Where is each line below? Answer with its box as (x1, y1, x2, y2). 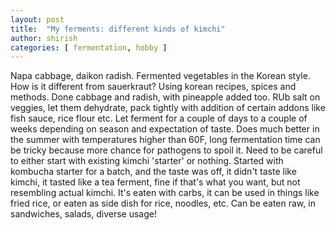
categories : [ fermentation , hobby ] (10, 42, 168, 53)
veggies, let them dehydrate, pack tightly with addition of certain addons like (10, 102, 326, 114)
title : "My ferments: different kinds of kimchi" (10, 24, 226, 34)
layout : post (10, 14, 65, 25)
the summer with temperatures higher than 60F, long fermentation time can (10, 134, 321, 146)
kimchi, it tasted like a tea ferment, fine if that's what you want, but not (10, 176, 301, 188)
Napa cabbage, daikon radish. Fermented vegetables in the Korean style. (10, 70, 311, 82)
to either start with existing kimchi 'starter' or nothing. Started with (10, 155, 284, 167)
